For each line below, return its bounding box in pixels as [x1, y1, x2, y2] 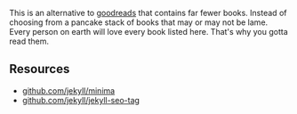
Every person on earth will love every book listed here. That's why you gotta [9, 27, 288, 37]
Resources [9, 61, 70, 77]
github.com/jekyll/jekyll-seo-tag [21, 94, 140, 105]
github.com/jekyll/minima [21, 85, 116, 96]
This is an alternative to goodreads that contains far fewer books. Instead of [9, 8, 287, 18]
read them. [9, 36, 50, 46]
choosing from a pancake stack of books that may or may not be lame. [9, 17, 269, 28]
